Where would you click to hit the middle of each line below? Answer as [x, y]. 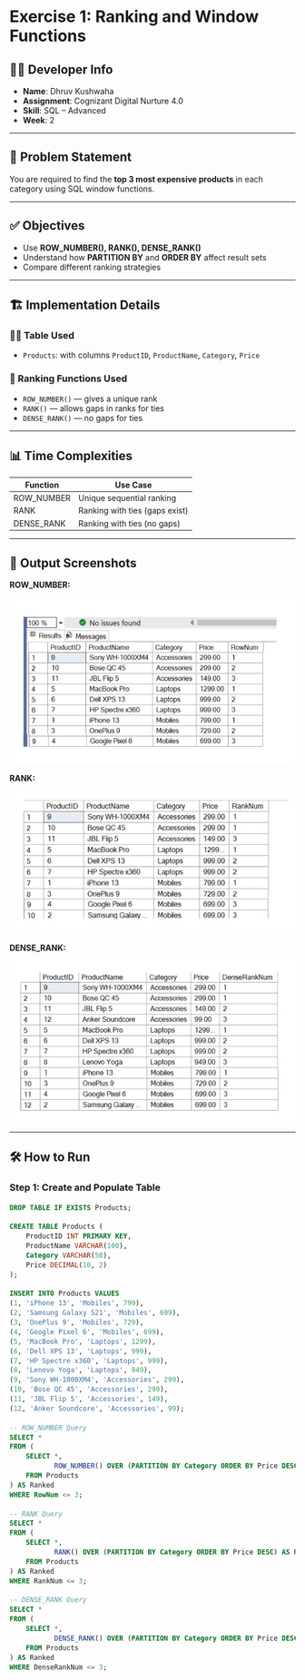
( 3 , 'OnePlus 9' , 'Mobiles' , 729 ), [77, 1322]
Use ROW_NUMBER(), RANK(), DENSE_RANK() [112, 248]
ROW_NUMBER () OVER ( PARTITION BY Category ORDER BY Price [166, 1466]
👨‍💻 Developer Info [61, 69]
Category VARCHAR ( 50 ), [69, 1255]
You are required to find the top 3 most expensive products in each [136, 179]
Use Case [133, 485]
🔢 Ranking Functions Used [69, 378]
